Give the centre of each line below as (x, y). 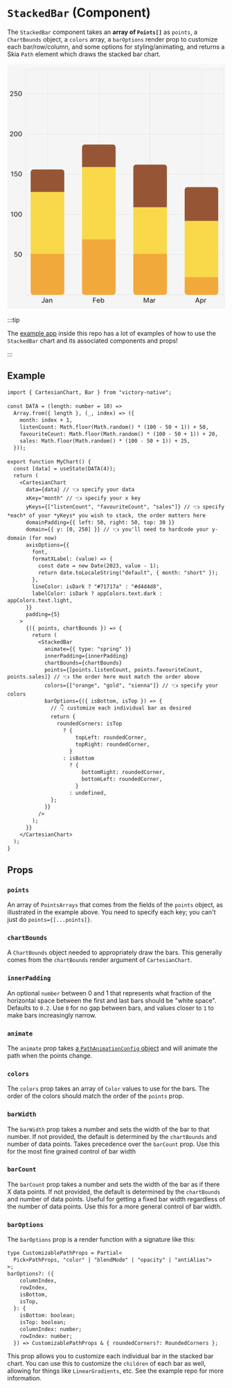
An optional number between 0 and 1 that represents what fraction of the (109, 993)
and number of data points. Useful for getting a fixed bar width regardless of (116, 1199)
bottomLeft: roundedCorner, (122, 779)
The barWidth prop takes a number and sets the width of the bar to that (108, 1129)
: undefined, (88, 793)
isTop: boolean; (43, 1323)
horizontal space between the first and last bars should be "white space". (112, 1000)
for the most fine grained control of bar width (72, 1151)
